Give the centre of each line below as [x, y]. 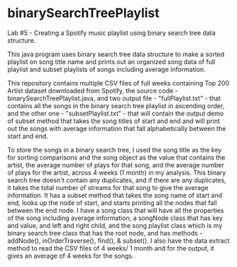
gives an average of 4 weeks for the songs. [71, 256]
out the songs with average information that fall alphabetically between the [117, 128]
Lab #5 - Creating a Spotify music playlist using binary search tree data [112, 33]
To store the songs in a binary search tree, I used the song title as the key [115, 150]
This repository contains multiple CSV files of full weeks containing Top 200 [118, 83]
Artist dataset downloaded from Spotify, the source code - [93, 90]
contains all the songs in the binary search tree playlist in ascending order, [116, 105]
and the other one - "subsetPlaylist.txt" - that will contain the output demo [116, 113]
